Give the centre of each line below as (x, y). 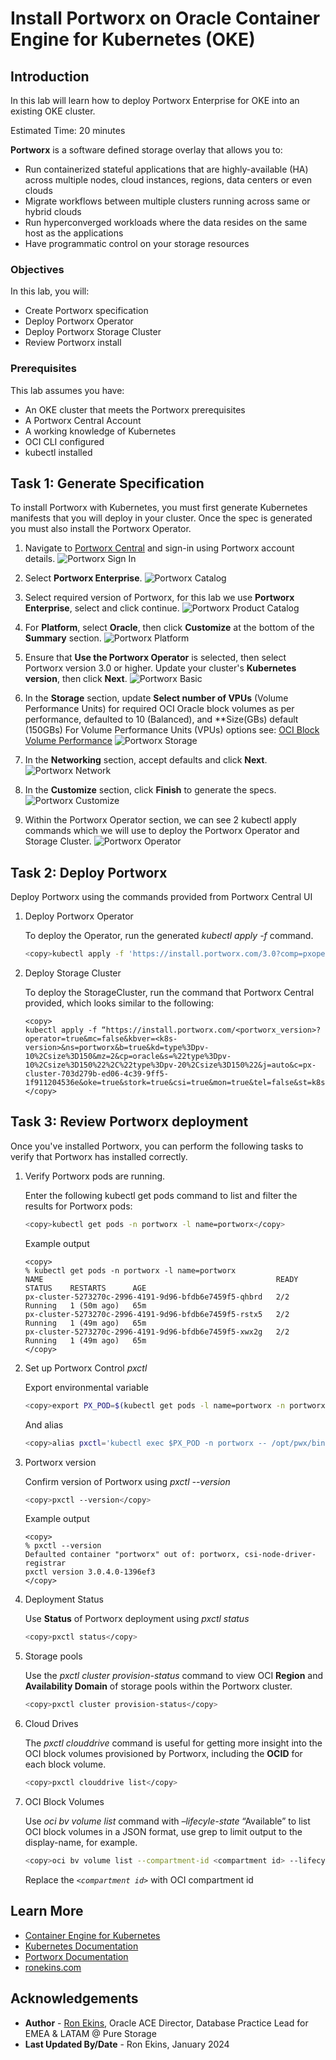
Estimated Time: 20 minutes (68, 130)
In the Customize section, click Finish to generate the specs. (150, 790)
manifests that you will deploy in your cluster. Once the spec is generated (161, 518)
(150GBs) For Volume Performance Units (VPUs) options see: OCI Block (172, 730)
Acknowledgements (74, 1998)
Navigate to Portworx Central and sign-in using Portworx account (159, 548)
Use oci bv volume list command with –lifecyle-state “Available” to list (167, 1821)
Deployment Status (64, 1599)
